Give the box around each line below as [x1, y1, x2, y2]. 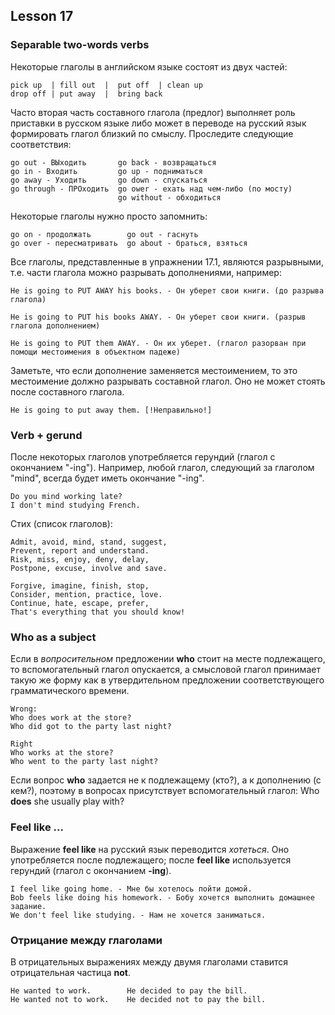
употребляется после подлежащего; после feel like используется [10, 854, 292, 866]
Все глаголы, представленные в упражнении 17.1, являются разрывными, [10, 255, 324, 268]
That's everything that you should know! [10, 607, 186, 617]
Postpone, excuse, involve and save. [10, 563, 168, 573]
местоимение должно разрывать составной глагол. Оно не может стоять [10, 375, 326, 387]
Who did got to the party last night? [10, 722, 172, 732]
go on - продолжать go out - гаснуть [10, 229, 199, 239]
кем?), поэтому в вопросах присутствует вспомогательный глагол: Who [10, 785, 320, 797]
